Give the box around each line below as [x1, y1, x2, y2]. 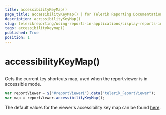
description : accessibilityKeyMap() [5, 16, 81, 21]
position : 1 [5, 35, 30, 40]
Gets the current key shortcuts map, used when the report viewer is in [5, 76, 148, 82]
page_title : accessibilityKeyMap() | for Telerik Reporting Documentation [5, 12, 163, 17]
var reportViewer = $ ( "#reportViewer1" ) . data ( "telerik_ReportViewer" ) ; [5, 91, 156, 96]
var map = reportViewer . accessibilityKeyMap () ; [5, 95, 105, 101]
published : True [5, 30, 39, 35]
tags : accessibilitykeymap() [5, 26, 65, 31]
